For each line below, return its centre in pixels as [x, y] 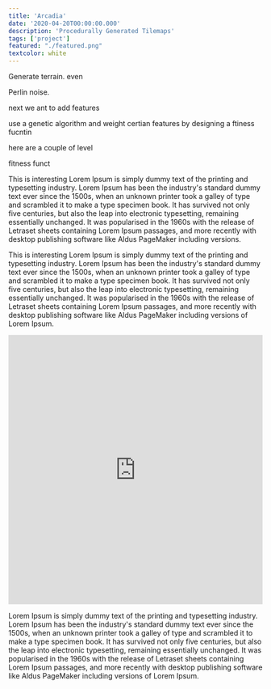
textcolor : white [38, 53]
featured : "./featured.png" [56, 46]
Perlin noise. [29, 92]
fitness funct [29, 163]
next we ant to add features [54, 108]
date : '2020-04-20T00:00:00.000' [65, 23]
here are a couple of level [51, 148]
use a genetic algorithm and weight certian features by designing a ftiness [131, 123]
